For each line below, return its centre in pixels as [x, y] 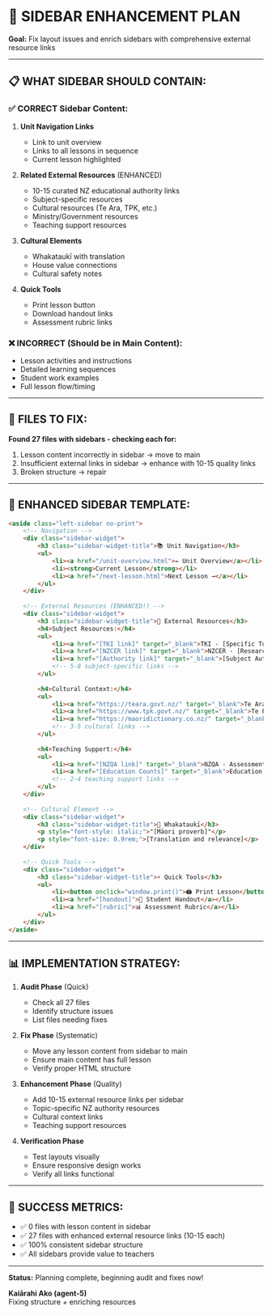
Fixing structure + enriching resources [72, 1302]
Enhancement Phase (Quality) [71, 1084]
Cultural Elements [51, 240]
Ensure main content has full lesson [91, 1060]
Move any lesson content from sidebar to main [110, 1051]
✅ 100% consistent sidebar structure [81, 1245]
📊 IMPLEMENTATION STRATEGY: [94, 963]
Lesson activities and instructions [76, 360]
